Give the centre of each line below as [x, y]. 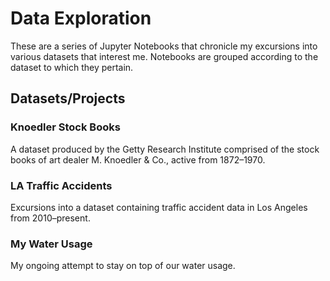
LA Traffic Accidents [61, 185]
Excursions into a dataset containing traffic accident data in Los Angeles [159, 207]
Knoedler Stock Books [65, 127]
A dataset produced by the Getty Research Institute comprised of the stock [165, 149]
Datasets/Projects [68, 98]
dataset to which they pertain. [72, 67]
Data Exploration [81, 18]
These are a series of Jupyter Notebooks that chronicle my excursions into [164, 46]
